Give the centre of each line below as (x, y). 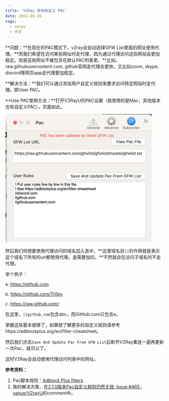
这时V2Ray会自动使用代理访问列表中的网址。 (52, 359)
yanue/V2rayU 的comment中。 (44, 393)
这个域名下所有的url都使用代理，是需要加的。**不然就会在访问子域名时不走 (83, 257)
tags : (11, 21)
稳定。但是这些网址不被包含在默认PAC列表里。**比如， (63, 60)
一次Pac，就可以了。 (27, 349)
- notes (18, 27)
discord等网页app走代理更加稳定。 (41, 73)
